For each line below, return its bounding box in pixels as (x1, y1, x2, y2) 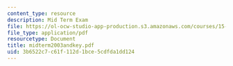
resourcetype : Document (7, 36, 76, 43)
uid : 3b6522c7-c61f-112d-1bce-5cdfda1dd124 (7, 49, 135, 56)
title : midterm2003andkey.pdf (7, 42, 95, 49)
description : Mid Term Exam (7, 16, 89, 23)
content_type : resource (7, 10, 76, 17)
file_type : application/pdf (7, 29, 89, 36)
